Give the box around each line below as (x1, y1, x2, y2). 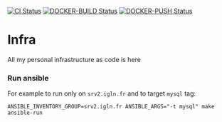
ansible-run (7, 109, 43, 117)
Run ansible (7, 73, 49, 83)
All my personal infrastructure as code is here (7, 55, 141, 63)
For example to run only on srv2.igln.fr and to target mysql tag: (7, 89, 196, 98)
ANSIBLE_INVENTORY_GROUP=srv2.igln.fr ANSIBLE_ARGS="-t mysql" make (7, 103, 215, 111)
